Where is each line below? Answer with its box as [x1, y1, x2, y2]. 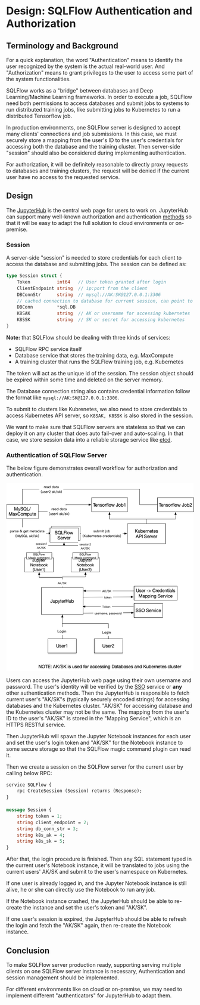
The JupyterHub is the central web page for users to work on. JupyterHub [6, 206, 189, 214]
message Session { [6, 807, 52, 813]
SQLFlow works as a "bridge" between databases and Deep [6, 87, 154, 94]
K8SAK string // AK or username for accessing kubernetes [17, 310, 190, 317]
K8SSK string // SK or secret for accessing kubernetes [17, 317, 185, 323]
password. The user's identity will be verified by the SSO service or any [6, 683, 183, 690]
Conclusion [6, 945, 50, 955]
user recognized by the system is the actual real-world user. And [6, 63, 165, 70]
